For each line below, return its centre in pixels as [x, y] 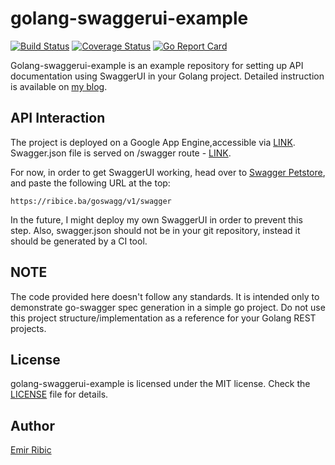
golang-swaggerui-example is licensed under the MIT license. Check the [160, 384]
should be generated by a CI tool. [79, 241]
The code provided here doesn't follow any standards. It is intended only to [165, 296]
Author [32, 425]
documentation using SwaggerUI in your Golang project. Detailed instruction [167, 76]
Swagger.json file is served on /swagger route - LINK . [121, 153]
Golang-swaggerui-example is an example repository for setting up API [157, 65]
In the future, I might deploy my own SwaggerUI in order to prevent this [156, 219]
